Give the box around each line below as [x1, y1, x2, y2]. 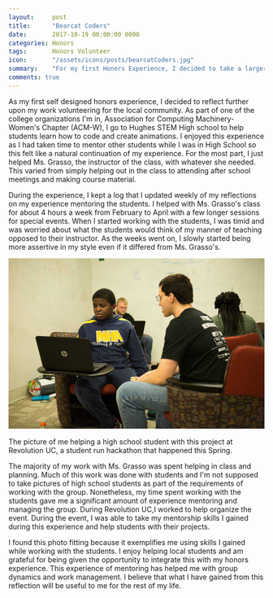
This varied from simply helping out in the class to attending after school [8, 165, 251, 175]
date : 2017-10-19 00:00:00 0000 [8, 30, 140, 38]
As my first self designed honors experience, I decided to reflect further [8, 96, 249, 106]
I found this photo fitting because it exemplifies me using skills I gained [8, 538, 246, 548]
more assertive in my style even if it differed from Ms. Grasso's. [8, 242, 221, 251]
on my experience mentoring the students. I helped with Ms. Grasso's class [8, 199, 261, 208]
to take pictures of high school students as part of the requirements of [8, 478, 244, 488]
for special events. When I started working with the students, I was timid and [8, 216, 265, 225]
